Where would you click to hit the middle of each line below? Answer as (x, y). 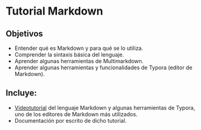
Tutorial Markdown (55, 11)
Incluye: (21, 93)
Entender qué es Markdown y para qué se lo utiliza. (79, 48)
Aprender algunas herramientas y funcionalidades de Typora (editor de (103, 67)
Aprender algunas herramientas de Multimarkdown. (79, 61)
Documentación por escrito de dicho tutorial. (70, 120)
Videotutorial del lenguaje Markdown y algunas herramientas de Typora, (105, 108)
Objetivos (24, 34)
